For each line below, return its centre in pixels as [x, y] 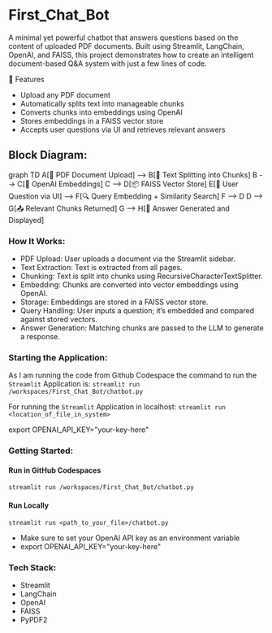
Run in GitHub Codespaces [55, 470]
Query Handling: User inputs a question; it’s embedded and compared [137, 311]
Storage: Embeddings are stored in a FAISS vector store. [114, 302]
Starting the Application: [58, 357]
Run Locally [29, 505]
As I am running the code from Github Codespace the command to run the [133, 375]
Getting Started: [41, 451]
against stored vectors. [58, 320]
